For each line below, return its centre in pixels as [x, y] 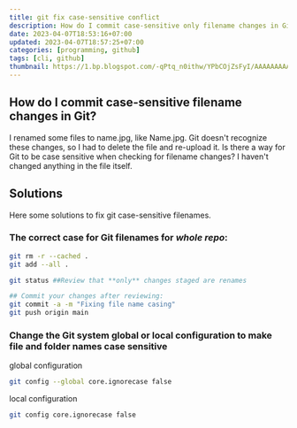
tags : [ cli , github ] [47, 58]
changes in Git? [53, 116]
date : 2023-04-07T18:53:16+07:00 [71, 34]
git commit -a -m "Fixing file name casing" [92, 305]
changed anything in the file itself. [71, 165]
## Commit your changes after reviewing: [87, 296]
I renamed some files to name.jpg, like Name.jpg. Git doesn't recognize [138, 137]
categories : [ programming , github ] [75, 50]
